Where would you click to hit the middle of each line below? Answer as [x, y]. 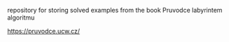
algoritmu [21, 17]
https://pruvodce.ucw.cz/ [44, 31]
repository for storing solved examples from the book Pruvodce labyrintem [115, 10]
